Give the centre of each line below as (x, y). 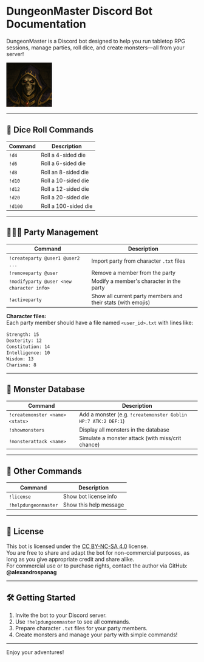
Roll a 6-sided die (63, 163)
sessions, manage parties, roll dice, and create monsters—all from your (96, 48)
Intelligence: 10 (28, 353)
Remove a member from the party (134, 272)
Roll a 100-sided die (67, 206)
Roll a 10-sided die (65, 180)
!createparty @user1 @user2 (44, 258)
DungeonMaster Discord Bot (80, 11)
